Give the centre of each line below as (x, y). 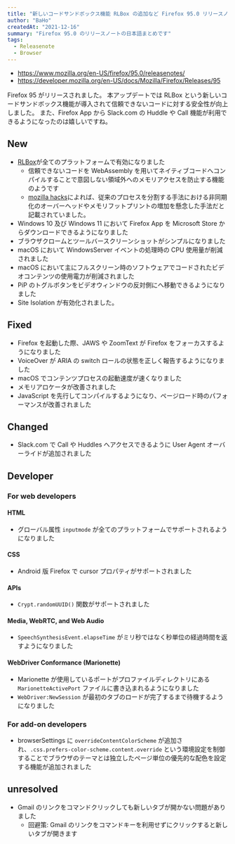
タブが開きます (56, 833)
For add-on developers (47, 724)
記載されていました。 (59, 215)
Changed (28, 427)
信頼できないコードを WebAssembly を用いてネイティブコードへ (121, 170)
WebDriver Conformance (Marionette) (64, 663)
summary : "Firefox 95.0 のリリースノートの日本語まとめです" (89, 33)
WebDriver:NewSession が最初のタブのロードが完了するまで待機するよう (120, 696)
